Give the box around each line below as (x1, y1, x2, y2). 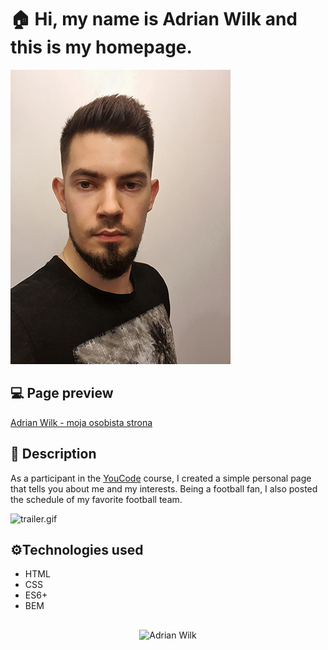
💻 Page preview (10, 385, 114, 402)
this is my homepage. (10, 36, 193, 59)
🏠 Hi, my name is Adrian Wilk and (10, 8, 298, 31)
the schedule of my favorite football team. (10, 493, 183, 505)
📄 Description (10, 446, 97, 463)
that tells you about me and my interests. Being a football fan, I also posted (10, 482, 318, 495)
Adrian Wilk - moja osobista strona (10, 416, 153, 428)
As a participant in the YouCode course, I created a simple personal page (10, 472, 312, 484)
